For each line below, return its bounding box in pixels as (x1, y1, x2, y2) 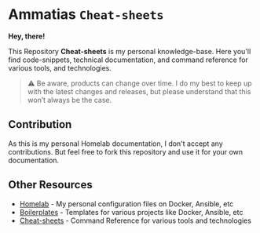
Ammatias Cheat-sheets (8, 5, 164, 24)
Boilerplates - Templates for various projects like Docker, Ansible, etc (19, 207, 244, 217)
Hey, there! (8, 31, 46, 41)
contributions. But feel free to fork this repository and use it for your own (8, 147, 244, 156)
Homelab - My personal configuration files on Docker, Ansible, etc (19, 198, 234, 209)
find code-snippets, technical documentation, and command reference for (8, 55, 249, 64)
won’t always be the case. (27, 95, 112, 104)
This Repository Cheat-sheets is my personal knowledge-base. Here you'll (8, 46, 251, 56)
